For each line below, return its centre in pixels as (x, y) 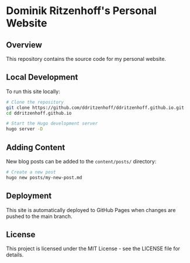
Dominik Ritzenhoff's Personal (81, 11)
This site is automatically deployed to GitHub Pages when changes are (91, 210)
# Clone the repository (35, 102)
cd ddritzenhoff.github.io (39, 113)
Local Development (42, 77)
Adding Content (36, 147)
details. (15, 255)
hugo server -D (25, 129)
